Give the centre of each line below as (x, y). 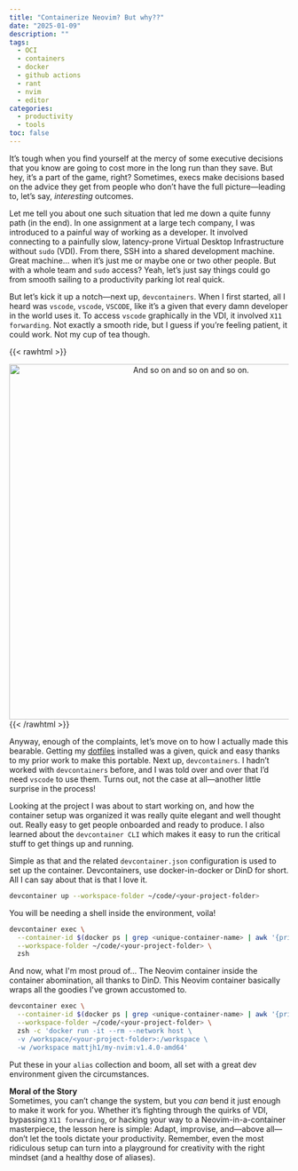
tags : (19, 42)
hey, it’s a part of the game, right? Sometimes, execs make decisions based (147, 177)
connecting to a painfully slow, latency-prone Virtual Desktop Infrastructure (147, 242)
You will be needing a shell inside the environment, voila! (113, 912)
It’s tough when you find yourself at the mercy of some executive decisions (146, 158)
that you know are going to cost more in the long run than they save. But (141, 167)
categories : (31, 108)
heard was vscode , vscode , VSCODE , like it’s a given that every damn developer (149, 306)
